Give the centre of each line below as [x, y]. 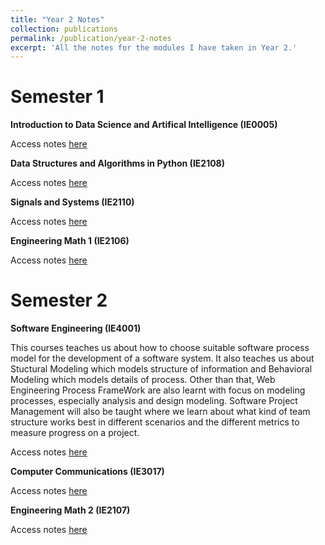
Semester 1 [57, 97]
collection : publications [64, 29]
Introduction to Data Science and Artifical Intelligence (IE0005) [144, 125]
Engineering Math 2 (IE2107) [70, 510]
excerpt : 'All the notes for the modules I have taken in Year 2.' [154, 47]
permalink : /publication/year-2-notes [91, 38]
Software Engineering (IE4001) [76, 328]
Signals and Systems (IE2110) [72, 202]
